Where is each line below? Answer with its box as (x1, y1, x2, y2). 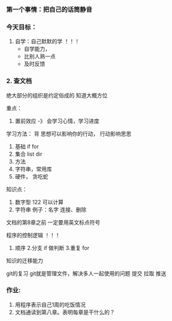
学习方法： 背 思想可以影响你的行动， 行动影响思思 (6, 130, 132, 137)
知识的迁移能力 (6, 257, 43, 264)
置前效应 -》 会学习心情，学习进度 (14, 117, 100, 124)
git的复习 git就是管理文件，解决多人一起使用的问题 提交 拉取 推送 (6, 269, 167, 277)
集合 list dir (14, 150, 43, 157)
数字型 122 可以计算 (14, 198, 64, 206)
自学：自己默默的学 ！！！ (14, 38, 80, 45)
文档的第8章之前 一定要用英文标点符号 (6, 218, 101, 226)
